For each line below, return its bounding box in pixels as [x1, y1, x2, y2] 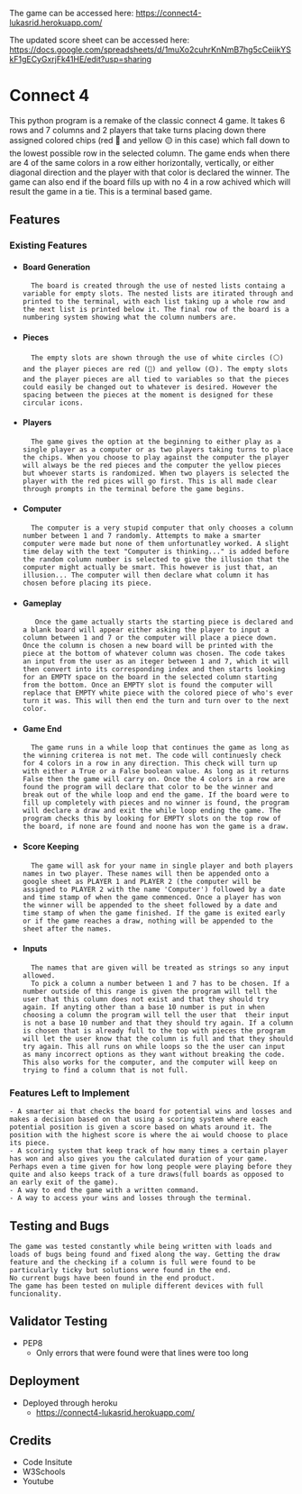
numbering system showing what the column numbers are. [22, 313, 237, 323]
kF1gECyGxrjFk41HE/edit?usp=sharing [9, 54, 151, 64]
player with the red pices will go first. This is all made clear [22, 477, 278, 486]
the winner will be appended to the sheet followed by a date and [22, 900, 278, 909]
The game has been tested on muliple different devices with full [9, 1281, 264, 1290]
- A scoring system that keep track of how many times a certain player [9, 1146, 288, 1156]
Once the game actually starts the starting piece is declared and [34, 617, 294, 627]
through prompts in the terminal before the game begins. [22, 484, 245, 494]
